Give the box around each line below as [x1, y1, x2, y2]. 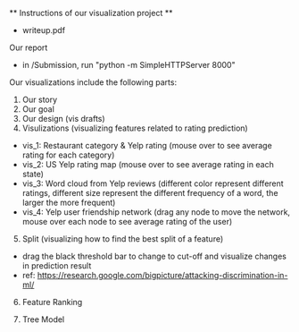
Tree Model [21, 314, 65, 325]
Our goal [21, 104, 55, 115]
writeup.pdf [21, 25, 65, 35]
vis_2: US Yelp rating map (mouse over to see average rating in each [21, 159, 274, 169]
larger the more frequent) [21, 197, 116, 208]
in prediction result [21, 260, 92, 271]
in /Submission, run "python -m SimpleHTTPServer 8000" [21, 60, 236, 70]
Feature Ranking [21, 297, 83, 307]
